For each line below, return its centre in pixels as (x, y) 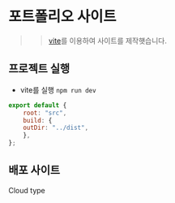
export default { (38, 105)
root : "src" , (45, 113)
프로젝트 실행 (39, 69)
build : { (38, 120)
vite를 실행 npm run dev (58, 89)
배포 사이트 (34, 170)
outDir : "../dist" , (56, 128)
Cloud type (27, 190)
